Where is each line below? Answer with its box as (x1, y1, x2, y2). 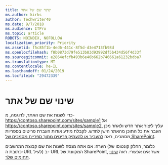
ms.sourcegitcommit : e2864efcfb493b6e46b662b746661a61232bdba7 (5, 54, 142, 60)
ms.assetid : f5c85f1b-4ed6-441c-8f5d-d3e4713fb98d (5, 45, 114, 50)
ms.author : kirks (5, 12, 42, 17)
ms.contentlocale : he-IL (5, 64, 58, 69)
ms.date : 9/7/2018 (5, 21, 44, 27)
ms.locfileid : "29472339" (5, 73, 60, 78)
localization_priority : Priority (5, 40, 76, 46)
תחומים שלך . (5, 154, 30, 160)
